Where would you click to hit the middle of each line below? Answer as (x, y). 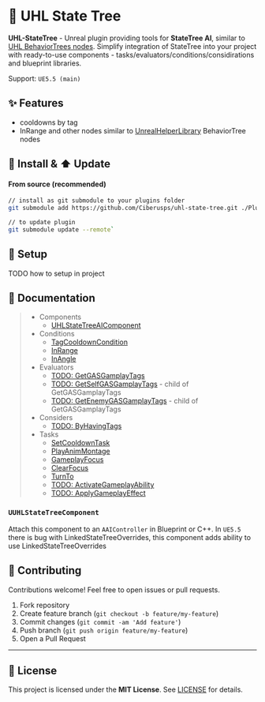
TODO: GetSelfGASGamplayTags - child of (120, 384)
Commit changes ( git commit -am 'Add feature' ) (100, 621)
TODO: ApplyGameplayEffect (98, 494)
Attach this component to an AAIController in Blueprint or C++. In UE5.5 (125, 529)
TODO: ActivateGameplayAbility (103, 485)
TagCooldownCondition (90, 342)
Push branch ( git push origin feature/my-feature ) (104, 630)
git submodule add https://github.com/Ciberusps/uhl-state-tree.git (123, 208)
